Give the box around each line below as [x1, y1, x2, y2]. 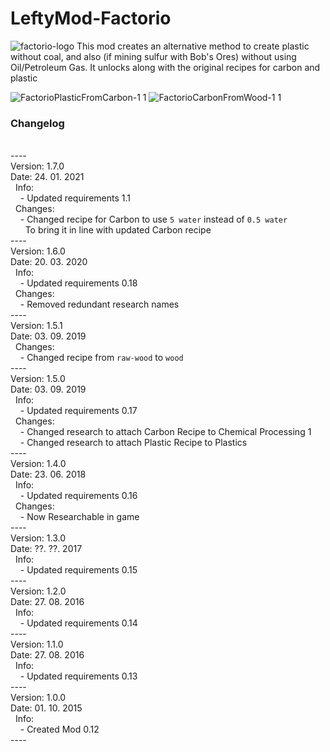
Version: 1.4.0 [10, 458, 67, 470]
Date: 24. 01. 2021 [10, 171, 85, 183]
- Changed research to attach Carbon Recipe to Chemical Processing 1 [19, 426, 312, 438]
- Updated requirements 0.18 [19, 277, 138, 289]
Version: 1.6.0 [10, 245, 66, 257]
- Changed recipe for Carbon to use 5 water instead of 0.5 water [19, 213, 288, 226]
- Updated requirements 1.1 [19, 192, 131, 204]
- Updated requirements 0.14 [19, 617, 138, 629]
